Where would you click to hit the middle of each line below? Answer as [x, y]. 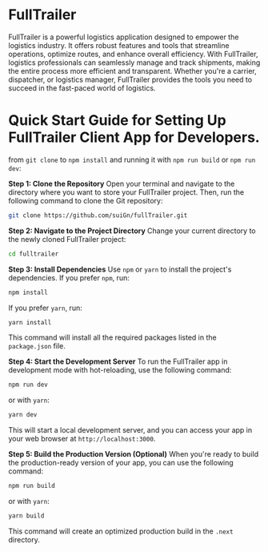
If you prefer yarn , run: [45, 308]
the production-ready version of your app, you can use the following [121, 463]
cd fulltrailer [34, 254]
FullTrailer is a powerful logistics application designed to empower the [124, 37]
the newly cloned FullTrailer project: [67, 239]
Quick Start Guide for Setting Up [117, 121]
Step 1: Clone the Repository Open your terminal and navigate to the [122, 183]
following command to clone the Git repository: [86, 200]
